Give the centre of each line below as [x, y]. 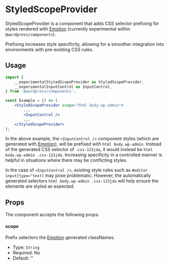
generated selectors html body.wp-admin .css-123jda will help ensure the [82, 181]
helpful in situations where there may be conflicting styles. [66, 160]
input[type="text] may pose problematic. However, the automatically [78, 175]
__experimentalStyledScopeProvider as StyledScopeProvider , [79, 82]
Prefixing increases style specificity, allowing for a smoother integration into [84, 44]
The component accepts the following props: [52, 215]
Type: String [26, 247]
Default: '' [23, 258]
